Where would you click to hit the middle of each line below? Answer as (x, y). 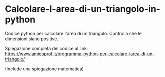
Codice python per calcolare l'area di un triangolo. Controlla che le (74, 33)
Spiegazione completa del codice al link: (47, 48)
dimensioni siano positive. (32, 39)
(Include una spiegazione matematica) (44, 69)
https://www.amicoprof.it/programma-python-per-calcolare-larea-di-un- (80, 54)
